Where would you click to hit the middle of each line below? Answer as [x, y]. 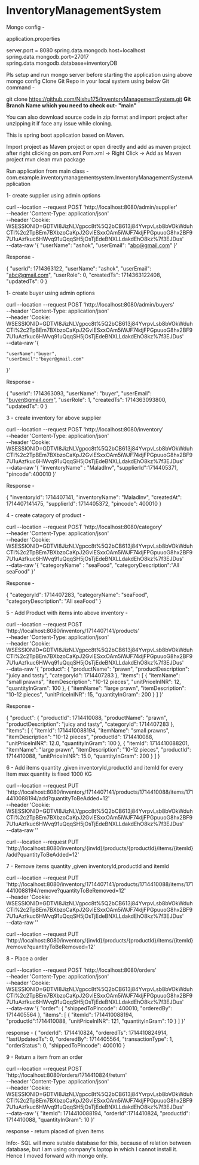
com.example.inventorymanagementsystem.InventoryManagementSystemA [99, 177]
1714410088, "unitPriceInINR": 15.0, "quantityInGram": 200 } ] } [83, 756]
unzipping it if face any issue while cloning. [59, 123]
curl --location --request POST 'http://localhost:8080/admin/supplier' [92, 207]
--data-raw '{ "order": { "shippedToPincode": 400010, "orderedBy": [89, 1008]
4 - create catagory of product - [46, 515]
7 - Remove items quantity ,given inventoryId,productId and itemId [88, 866]
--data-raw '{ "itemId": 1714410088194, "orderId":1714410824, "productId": [98, 1113]
